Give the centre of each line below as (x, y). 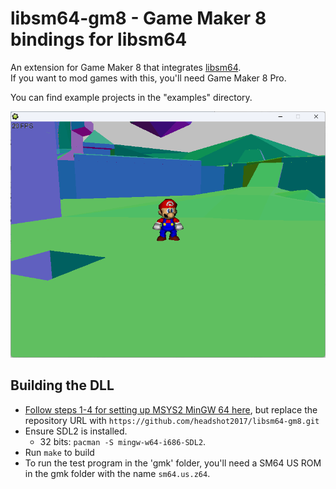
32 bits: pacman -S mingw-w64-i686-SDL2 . (123, 441)
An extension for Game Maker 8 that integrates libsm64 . (126, 67)
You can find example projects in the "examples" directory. (131, 97)
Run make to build (59, 452)
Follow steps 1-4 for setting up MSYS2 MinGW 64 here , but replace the (171, 409)
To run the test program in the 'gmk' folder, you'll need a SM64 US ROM (173, 463)
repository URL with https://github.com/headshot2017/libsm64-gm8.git (172, 420)
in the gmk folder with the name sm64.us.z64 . (117, 473)
